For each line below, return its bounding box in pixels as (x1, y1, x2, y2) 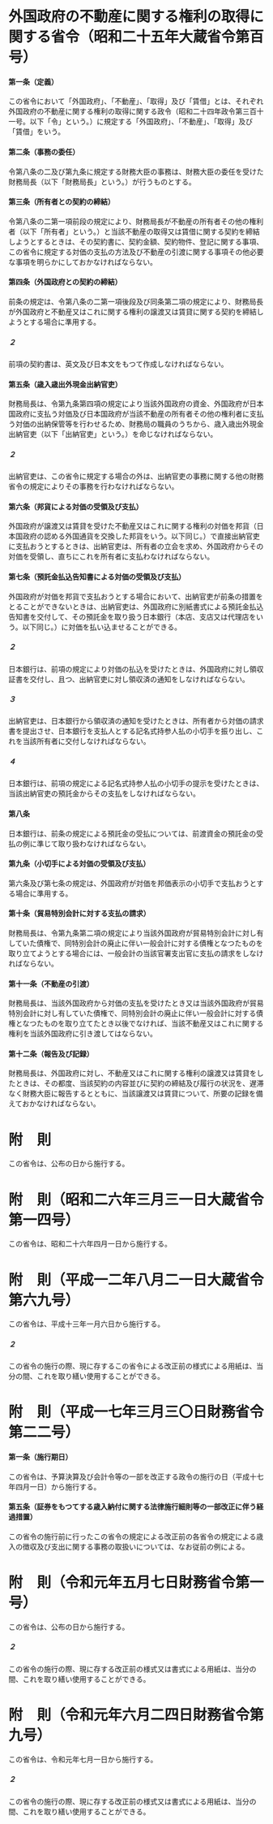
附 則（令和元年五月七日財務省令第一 (8, 1573, 265, 1592)
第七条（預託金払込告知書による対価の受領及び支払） (8, 572, 186, 581)
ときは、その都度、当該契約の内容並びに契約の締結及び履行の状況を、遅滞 (15, 1078, 264, 1088)
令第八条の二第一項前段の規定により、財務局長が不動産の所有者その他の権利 (8, 216, 264, 226)
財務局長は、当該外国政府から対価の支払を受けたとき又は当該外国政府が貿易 (8, 998, 264, 1008)
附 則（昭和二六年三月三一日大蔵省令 (8, 1191, 265, 1208)
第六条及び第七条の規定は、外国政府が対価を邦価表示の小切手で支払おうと (8, 878, 257, 888)
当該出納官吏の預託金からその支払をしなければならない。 (8, 789, 200, 798)
